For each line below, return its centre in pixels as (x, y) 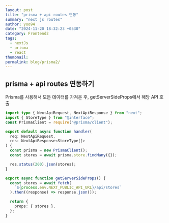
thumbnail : (17, 57)
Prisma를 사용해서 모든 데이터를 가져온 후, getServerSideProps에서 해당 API (82, 97)
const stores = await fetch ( (41, 183)
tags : (11, 39)
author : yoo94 (20, 24)
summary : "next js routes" (34, 19)
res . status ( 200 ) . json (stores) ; (43, 164)
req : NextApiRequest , (33, 136)
